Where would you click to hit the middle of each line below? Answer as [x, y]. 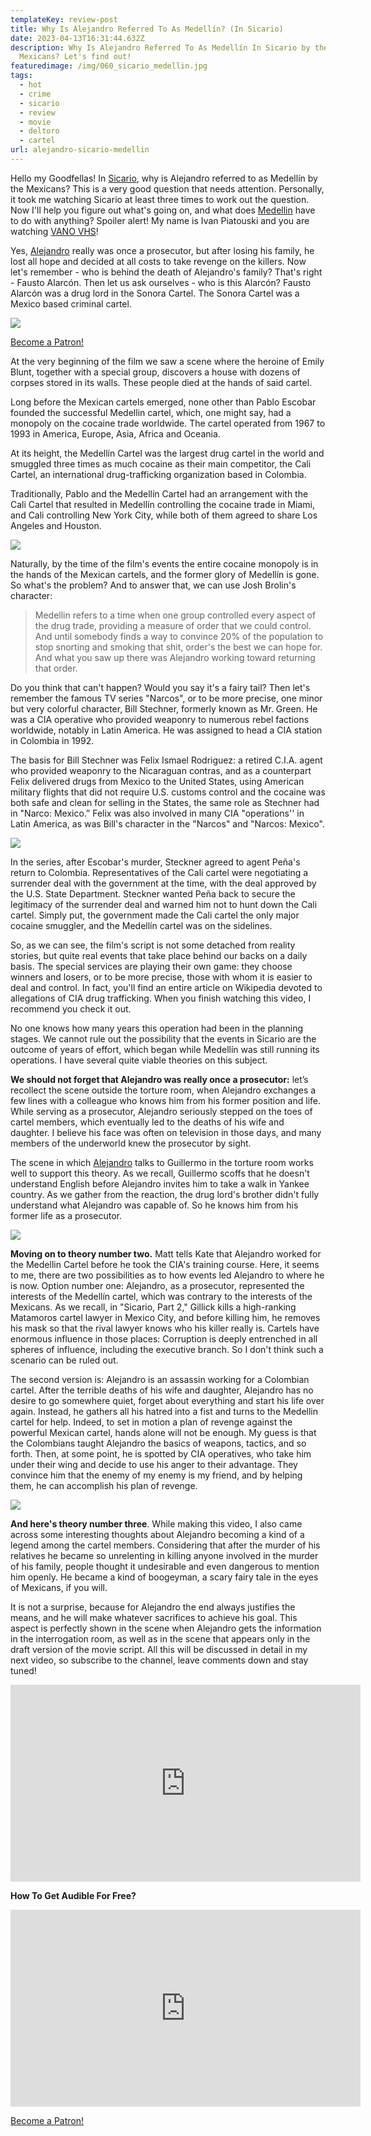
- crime [35, 94]
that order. [56, 668]
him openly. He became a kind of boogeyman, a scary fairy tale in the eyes [164, 1577]
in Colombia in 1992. [52, 740]
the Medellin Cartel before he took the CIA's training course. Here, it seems [165, 1264]
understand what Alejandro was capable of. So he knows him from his [154, 1205]
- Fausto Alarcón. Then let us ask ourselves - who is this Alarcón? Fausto [161, 282]
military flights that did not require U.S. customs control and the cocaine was [168, 792]
